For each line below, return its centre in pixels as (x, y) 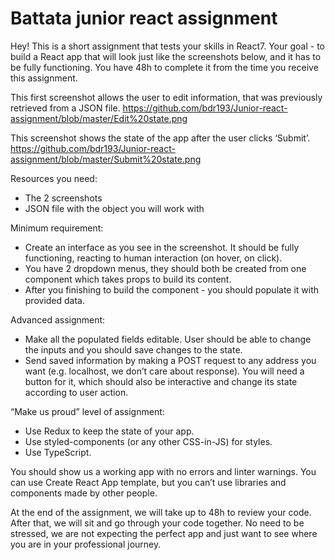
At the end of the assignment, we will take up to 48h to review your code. (161, 512)
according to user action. (76, 392)
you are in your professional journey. (86, 544)
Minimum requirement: (57, 228)
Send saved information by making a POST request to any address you (170, 360)
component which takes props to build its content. (128, 279)
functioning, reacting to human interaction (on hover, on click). (153, 258)
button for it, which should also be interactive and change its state (161, 381)
